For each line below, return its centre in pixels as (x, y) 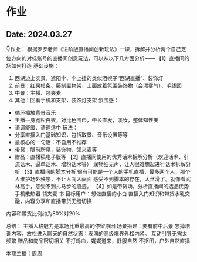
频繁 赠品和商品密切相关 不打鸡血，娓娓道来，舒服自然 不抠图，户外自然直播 (98, 241)
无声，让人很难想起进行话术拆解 (147, 164)
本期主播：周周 (24, 253)
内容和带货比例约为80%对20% (43, 213)
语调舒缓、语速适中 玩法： (46, 127)
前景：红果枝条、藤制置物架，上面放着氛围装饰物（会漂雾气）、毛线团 (98, 85)
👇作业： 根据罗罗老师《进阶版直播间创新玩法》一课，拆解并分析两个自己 (94, 49)
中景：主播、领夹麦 (38, 93)
